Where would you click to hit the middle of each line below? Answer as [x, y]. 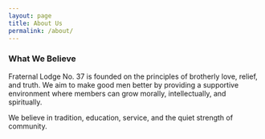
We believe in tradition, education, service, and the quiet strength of [121, 117]
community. [28, 126]
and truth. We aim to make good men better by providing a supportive [124, 84]
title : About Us [35, 23]
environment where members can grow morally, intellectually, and [117, 93]
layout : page [30, 16]
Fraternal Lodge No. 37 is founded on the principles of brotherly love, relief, [133, 76]
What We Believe [42, 59]
